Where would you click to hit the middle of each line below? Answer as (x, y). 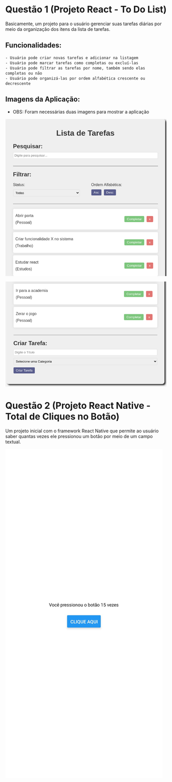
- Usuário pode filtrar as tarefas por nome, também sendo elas (75, 68)
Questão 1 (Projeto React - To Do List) (86, 10)
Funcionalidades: (34, 46)
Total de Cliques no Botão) (62, 416)
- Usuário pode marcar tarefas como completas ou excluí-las (72, 63)
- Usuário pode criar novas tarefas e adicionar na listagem (72, 58)
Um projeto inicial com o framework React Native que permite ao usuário (82, 431)
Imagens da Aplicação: (43, 99)
